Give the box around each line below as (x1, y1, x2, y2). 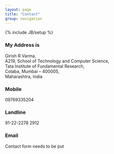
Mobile (5, 86, 22, 93)
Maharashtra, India (5, 74, 43, 79)
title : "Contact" (5, 12, 40, 17)
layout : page (5, 7, 32, 12)
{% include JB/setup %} (5, 30, 53, 36)
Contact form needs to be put (5, 143, 65, 149)
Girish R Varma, (5, 53, 36, 58)
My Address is (5, 42, 40, 49)
